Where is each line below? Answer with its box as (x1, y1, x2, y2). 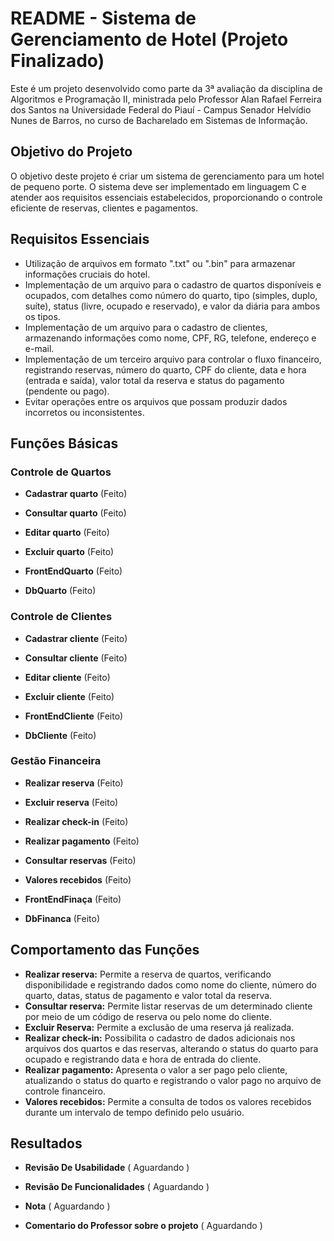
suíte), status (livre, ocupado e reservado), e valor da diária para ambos (24, 300, 321, 312)
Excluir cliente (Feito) (24, 690, 115, 702)
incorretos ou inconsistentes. (24, 406, 145, 418)
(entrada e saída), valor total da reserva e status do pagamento (24, 374, 285, 386)
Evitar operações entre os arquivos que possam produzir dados (24, 395, 288, 407)
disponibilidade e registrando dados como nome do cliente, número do (24, 978, 317, 991)
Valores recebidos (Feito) (24, 873, 132, 886)
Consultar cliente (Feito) (24, 652, 128, 664)
